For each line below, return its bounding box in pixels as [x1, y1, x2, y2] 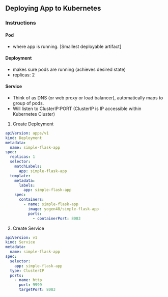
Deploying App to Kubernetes [5, 4, 101, 13]
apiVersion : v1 [5, 235, 38, 240]
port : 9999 [18, 282, 42, 287]
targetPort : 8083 [18, 287, 56, 292]
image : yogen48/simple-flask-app [27, 206, 99, 211]
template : [10, 173, 31, 178]
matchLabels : [14, 164, 42, 169]
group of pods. [12, 100, 44, 106]
